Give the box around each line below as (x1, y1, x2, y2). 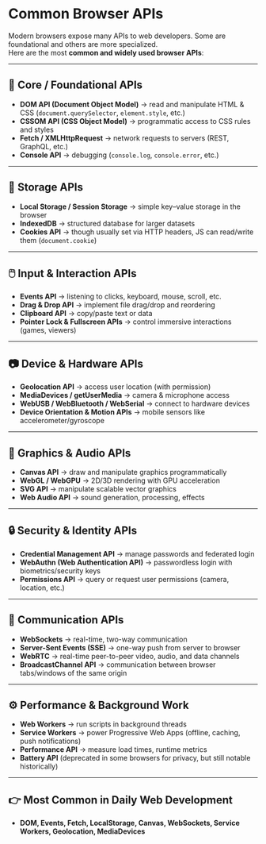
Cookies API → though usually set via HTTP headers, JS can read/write (19, 227, 254, 237)
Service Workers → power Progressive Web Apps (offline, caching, (19, 728, 241, 738)
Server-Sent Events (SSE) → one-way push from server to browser (19, 642, 241, 652)
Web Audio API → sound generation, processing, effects (19, 493, 205, 502)
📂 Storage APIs (8, 180, 84, 195)
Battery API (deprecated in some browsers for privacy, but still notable (19, 753, 251, 763)
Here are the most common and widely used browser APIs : (8, 48, 204, 57)
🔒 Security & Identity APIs (8, 524, 137, 538)
